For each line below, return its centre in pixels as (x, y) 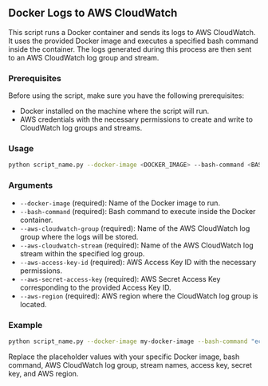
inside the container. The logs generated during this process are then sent (130, 49)
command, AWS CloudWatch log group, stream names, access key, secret (130, 365)
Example (26, 325)
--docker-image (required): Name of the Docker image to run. (120, 203)
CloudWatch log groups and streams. (81, 128)
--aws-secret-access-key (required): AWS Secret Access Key (120, 279)
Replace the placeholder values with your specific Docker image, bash (124, 357)
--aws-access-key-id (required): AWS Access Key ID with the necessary (138, 262)
